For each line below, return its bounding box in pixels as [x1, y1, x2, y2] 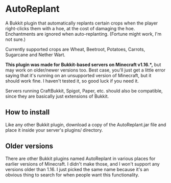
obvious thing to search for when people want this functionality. [5, 172, 139, 178]
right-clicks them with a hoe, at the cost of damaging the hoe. [5, 25, 135, 31]
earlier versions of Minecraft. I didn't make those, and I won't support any [5, 161, 160, 167]
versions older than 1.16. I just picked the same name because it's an [5, 166, 149, 172]
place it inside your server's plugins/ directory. [5, 127, 103, 133]
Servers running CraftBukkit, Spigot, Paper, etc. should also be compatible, [5, 87, 163, 94]
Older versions [5, 142, 54, 151]
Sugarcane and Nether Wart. [5, 52, 65, 58]
